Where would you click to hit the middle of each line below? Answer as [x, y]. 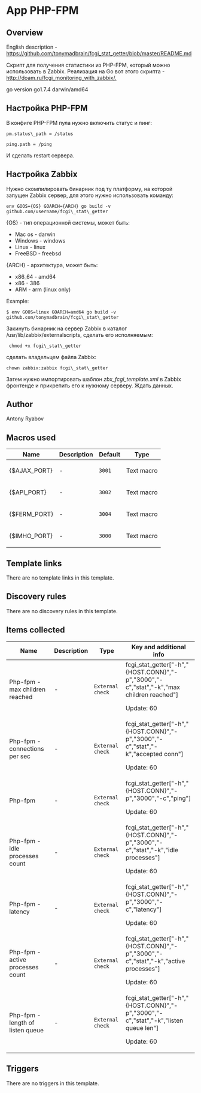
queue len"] [142, 1028]
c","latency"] [144, 909]
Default [109, 455]
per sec [20, 756]
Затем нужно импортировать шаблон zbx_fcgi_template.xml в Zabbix [94, 379]
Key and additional [159, 647]
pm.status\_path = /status [40, 134]
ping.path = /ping [29, 144]
